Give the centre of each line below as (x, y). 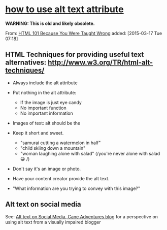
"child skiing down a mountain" (53, 148)
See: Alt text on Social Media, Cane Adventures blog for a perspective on (82, 216)
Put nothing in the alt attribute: (44, 92)
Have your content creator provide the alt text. (61, 178)
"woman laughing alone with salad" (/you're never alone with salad (90, 153)
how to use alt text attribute (64, 9)
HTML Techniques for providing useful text (75, 55)
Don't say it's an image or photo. (47, 169)
